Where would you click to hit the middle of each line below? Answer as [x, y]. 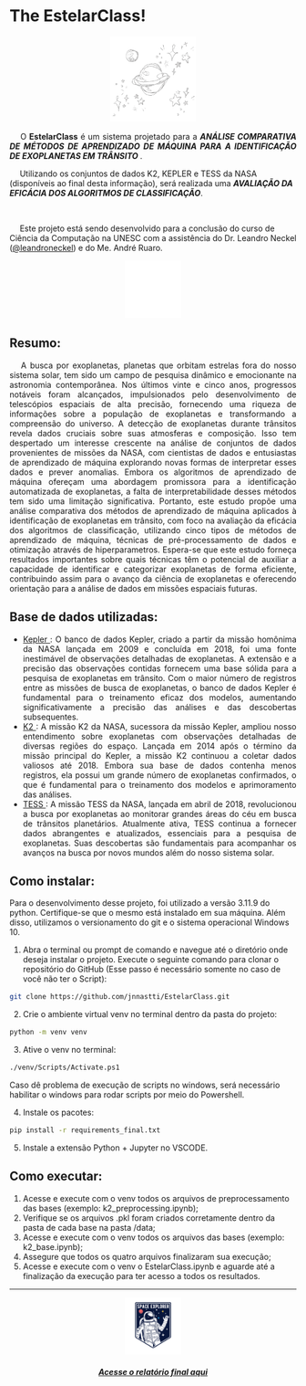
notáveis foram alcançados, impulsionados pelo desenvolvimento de [153, 394]
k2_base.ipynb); [53, 1246]
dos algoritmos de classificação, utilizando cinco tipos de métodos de [153, 530]
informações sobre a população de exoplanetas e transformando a [153, 414]
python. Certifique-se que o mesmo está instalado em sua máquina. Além [148, 913]
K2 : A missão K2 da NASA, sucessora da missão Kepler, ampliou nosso [159, 726]
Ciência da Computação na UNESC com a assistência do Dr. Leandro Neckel [153, 237]
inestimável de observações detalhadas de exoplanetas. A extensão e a [159, 658]
